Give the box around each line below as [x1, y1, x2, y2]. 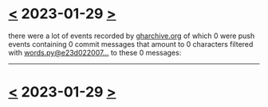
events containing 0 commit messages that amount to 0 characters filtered [8, 39, 254, 48]
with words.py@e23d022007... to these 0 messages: [8, 48, 182, 57]
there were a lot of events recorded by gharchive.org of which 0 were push [8, 31, 255, 40]
